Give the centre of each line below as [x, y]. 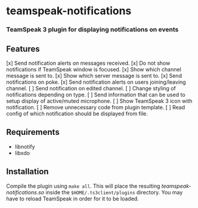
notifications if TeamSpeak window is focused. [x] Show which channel [94, 69]
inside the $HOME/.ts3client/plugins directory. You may [114, 192]
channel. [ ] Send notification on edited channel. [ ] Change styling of [91, 88]
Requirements [33, 132]
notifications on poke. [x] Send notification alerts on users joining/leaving [96, 82]
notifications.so [25, 192]
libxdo [22, 153]
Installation [27, 171]
